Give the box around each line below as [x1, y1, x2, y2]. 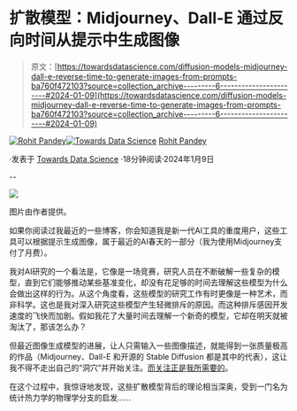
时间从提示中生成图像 [25, 30, 180, 50]
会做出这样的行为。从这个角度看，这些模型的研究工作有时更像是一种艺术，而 [9, 288, 288, 299]
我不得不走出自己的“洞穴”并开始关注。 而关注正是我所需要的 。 [9, 362, 233, 373]
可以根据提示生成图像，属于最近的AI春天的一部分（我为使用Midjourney [16, 236, 275, 246]
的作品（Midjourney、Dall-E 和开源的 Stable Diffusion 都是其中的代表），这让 [9, 351, 288, 361]
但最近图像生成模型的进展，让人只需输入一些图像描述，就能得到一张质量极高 [9, 340, 288, 351]
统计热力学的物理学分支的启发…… [9, 392, 132, 403]
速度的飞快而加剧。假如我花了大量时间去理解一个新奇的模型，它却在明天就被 [9, 310, 288, 321]
